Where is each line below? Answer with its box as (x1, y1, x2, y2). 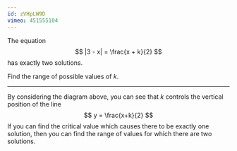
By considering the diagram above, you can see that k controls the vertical (7, 92, 224, 101)
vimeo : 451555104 (7, 17, 59, 24)
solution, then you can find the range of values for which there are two (7, 129, 212, 138)
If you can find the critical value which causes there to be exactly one (7, 121, 209, 131)
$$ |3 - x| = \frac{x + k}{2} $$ (75, 47, 162, 56)
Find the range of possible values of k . (7, 72, 119, 80)
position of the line (7, 99, 62, 108)
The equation (7, 36, 46, 44)
